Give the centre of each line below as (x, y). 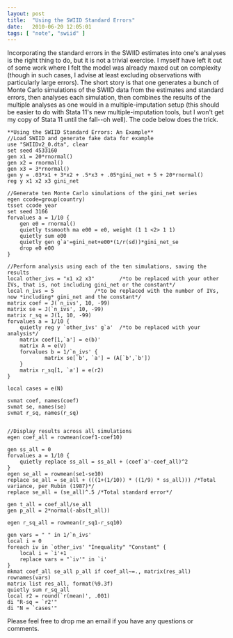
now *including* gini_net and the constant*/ (74, 297)
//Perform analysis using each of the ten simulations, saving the (107, 267)
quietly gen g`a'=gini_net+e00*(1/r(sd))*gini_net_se (99, 242)
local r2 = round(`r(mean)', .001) (59, 596)
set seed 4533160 (32, 151)
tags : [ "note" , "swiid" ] (46, 33)
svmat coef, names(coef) (43, 401)
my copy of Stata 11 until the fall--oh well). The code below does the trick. (113, 120)
